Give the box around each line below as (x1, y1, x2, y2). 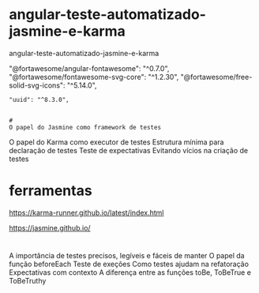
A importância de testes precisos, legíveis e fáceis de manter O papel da (9, 251, 245, 261)
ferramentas (9, 182, 93, 200)
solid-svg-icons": (9, 81, 66, 90)
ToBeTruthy (9, 276, 47, 286)
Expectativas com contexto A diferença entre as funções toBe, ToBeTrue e (9, 268, 252, 277)
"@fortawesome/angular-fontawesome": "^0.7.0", (9, 63, 170, 73)
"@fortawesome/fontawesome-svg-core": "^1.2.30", (9, 72, 179, 81)
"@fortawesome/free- (180, 72, 253, 81)
